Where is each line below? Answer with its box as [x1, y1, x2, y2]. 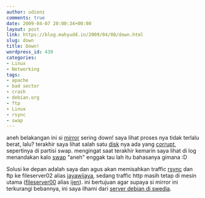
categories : [6, 55, 37, 61]
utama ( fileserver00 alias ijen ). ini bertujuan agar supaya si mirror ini [6, 178, 179, 186]
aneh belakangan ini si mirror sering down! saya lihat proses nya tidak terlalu [6, 134, 199, 142]
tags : [6, 72, 20, 78]
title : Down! [6, 44, 40, 50]
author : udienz [6, 9, 45, 15]
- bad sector [6, 83, 40, 89]
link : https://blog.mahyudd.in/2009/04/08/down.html [6, 32, 144, 38]
